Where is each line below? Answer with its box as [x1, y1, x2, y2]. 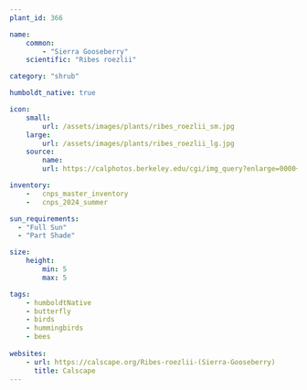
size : [9, 248, 30, 257]
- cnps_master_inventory [26, 189, 129, 198]
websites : [9, 349, 48, 358]
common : [26, 38, 55, 47]
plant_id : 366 [9, 13, 64, 23]
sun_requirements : [9, 214, 79, 224]
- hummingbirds [26, 323, 84, 333]
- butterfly [26, 307, 71, 316]
